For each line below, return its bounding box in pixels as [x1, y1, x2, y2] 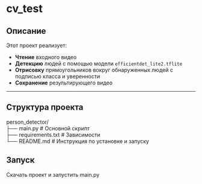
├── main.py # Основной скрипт [6, 124, 90, 132]
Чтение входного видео [14, 54, 77, 60]
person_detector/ [6, 118, 49, 125]
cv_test [6, 2, 43, 16]
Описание [6, 26, 46, 36]
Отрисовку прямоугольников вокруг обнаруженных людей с [14, 66, 173, 74]
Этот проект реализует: [6, 42, 67, 49]
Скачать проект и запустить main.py [6, 171, 100, 178]
